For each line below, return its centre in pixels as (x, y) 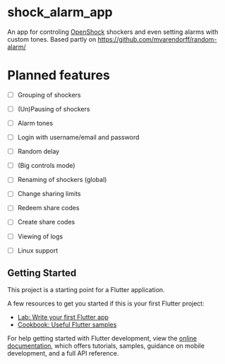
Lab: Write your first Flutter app (63, 317)
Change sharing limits (49, 194)
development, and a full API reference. (63, 353)
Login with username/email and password (78, 138)
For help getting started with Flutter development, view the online (102, 339)
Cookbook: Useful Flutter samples (67, 324)
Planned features (59, 75)
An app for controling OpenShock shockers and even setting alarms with (113, 32)
